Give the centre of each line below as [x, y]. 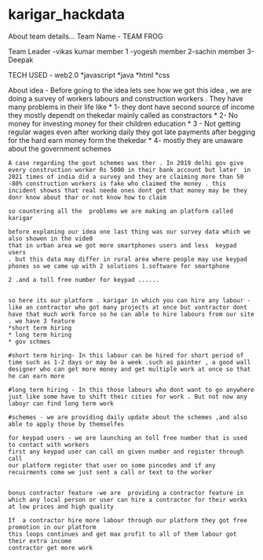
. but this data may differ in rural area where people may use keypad [128, 259]
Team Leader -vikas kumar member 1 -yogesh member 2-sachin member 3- [131, 51]
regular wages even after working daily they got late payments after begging [132, 132]
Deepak [21, 60]
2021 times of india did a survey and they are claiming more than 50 [126, 177]
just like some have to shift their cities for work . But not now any [128, 397]
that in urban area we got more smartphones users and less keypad [122, 245]
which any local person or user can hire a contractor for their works [128, 500]
